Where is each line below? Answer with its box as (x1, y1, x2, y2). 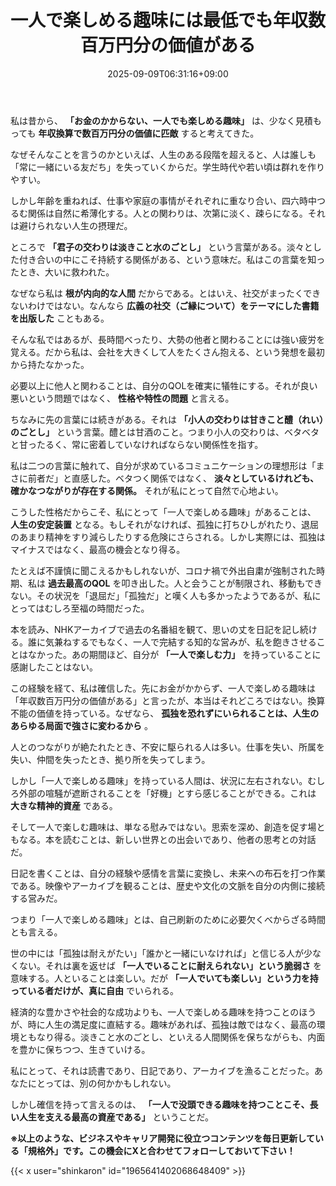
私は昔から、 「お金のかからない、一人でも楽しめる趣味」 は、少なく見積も (10, 114, 322, 126)
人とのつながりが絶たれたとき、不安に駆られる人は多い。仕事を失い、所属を (10, 741, 325, 753)
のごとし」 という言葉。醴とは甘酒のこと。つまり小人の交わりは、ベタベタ (10, 426, 320, 438)
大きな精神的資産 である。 (10, 799, 118, 811)
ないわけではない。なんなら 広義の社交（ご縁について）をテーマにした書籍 (10, 299, 320, 311)
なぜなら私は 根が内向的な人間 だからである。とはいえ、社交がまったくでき (10, 287, 322, 299)
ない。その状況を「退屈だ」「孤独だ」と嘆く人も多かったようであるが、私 (10, 589, 313, 601)
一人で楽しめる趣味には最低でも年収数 (10, 9, 327, 32)
